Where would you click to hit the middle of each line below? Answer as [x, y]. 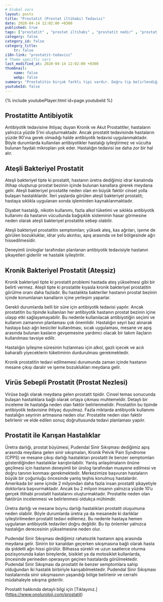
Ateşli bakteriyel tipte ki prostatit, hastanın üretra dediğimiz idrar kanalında [79, 180]
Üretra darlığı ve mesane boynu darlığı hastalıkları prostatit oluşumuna [75, 508]
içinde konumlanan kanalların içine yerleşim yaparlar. [58, 297]
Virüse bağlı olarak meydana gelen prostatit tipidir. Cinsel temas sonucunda [80, 394]
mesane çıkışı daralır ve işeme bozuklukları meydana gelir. [63, 367]
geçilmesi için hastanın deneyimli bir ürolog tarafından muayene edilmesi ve [81, 468]
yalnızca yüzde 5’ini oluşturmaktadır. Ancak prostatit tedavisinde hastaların [80, 132]
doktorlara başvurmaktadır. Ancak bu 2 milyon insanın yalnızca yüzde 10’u [79, 488]
